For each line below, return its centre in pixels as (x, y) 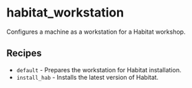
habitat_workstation (65, 13)
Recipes (24, 53)
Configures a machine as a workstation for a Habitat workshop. (96, 32)
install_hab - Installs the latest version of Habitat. (87, 77)
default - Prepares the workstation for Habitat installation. (99, 69)
